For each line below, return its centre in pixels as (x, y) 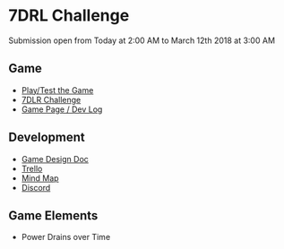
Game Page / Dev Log (62, 109)
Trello (32, 168)
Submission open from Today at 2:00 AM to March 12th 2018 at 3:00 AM (142, 40)
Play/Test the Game (57, 90)
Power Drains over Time (66, 237)
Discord (36, 187)
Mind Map (40, 178)
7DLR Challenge (51, 99)
